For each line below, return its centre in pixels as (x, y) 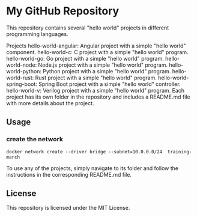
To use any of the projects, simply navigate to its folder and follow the (92, 168)
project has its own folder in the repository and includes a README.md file (98, 97)
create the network (35, 139)
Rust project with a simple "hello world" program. (96, 78)
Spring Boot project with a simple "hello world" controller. (109, 84)
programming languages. (37, 34)
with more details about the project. (50, 103)
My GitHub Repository (63, 11)
